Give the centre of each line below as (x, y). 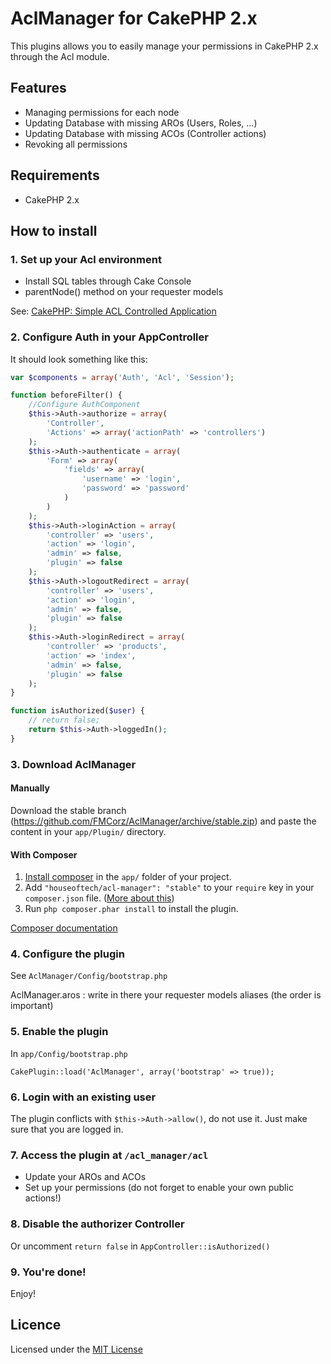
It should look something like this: (79, 359)
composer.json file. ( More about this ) (99, 898)
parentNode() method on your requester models (124, 292)
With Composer (44, 854)
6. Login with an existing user (83, 1097)
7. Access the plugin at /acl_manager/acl (109, 1155)
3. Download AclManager (73, 764)
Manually (30, 788)
